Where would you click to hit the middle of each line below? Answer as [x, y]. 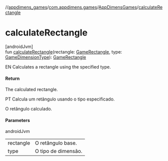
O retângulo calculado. [29, 109]
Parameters [18, 120]
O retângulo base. [56, 143]
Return [13, 78]
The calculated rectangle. [32, 89]
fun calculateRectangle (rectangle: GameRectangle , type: [64, 51]
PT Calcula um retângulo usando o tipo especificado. [60, 99]
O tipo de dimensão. [59, 151]
